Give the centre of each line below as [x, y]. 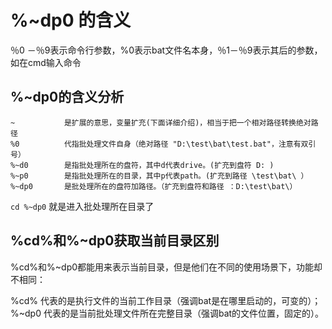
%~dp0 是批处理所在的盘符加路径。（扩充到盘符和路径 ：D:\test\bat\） [154, 186]
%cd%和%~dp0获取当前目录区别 [115, 241]
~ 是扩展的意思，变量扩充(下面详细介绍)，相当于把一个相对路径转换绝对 [161, 122]
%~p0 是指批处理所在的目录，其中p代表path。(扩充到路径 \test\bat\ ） [159, 176]
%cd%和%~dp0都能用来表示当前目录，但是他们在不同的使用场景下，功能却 [166, 267]
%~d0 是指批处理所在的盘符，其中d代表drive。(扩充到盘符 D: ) [142, 165]
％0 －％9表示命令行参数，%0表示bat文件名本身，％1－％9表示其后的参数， [166, 50]
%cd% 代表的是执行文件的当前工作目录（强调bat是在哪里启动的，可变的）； [166, 300]
